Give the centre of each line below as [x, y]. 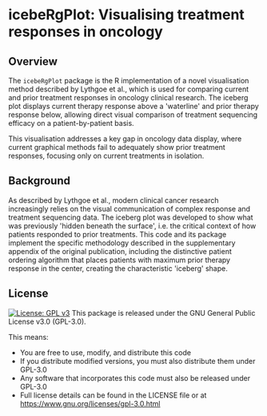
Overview [33, 61]
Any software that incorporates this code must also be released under [135, 378]
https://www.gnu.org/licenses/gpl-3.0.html [90, 403]
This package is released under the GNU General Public [163, 313]
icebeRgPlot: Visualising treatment [127, 15]
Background [39, 181]
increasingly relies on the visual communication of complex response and [129, 208]
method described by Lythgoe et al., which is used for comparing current [129, 89]
